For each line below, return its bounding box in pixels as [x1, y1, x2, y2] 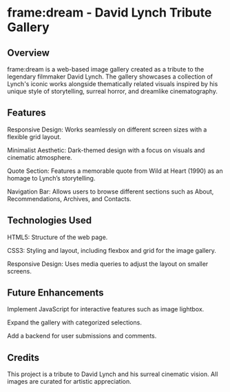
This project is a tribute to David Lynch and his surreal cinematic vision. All [7, 370, 218, 378]
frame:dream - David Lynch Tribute [7, 5, 212, 21]
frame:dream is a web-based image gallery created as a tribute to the [7, 65, 205, 73]
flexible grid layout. [7, 132, 62, 141]
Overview [7, 47, 50, 59]
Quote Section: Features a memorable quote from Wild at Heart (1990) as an [7, 167, 224, 175]
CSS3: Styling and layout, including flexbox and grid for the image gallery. [7, 246, 217, 254]
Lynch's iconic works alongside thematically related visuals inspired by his [7, 80, 218, 87]
